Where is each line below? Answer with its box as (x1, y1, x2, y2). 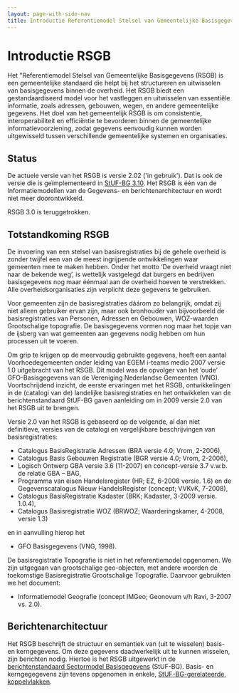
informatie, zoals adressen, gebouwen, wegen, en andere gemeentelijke (7, 101, 219, 110)
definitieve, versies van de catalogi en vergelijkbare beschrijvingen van (7, 425, 216, 434)
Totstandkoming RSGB (7, 229, 110, 241)
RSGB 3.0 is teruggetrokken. (7, 208, 91, 217)
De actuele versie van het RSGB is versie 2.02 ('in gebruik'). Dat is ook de (7, 172, 223, 180)
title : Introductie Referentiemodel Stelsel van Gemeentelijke (7, 17, 199, 24)
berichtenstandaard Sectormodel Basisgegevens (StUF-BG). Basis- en (7, 662, 214, 670)
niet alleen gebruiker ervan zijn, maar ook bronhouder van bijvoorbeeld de (7, 307, 225, 316)
